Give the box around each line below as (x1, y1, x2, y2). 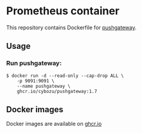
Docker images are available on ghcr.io (6, 120, 102, 128)
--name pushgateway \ (17, 83, 70, 89)
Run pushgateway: (6, 59, 62, 67)
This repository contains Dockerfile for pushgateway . (6, 24, 137, 31)
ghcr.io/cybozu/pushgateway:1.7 (17, 88, 97, 94)
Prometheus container (6, 4, 120, 18)
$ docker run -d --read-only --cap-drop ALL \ (6, 73, 124, 79)
